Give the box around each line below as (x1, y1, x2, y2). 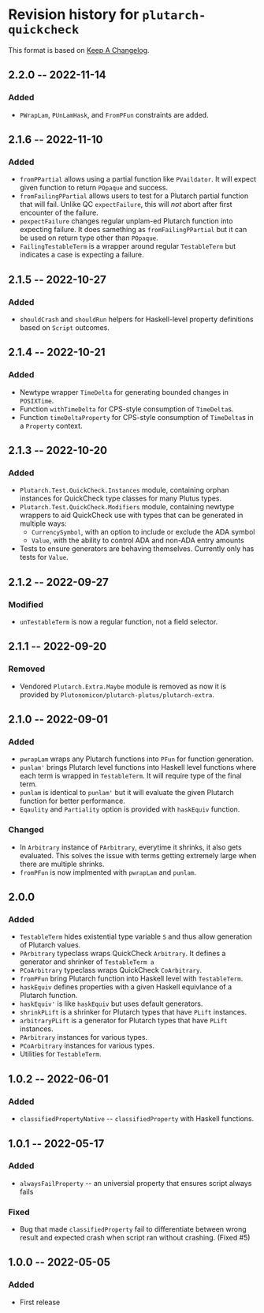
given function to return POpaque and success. (19, 183, 168, 193)
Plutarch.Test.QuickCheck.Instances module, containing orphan (19, 486, 230, 495)
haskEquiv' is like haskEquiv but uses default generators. (19, 999, 203, 1008)
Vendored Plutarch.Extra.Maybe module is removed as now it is (19, 681, 227, 691)
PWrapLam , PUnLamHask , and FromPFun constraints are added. (19, 110, 209, 119)
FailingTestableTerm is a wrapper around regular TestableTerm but (19, 242, 236, 251)
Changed (8, 824, 45, 835)
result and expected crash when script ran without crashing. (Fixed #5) (19, 1233, 251, 1243)
